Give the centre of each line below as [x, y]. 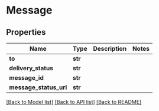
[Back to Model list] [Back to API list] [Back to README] [74, 102]
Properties [26, 32]
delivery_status [31, 68]
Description [110, 49]
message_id [27, 78]
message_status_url [38, 87]
